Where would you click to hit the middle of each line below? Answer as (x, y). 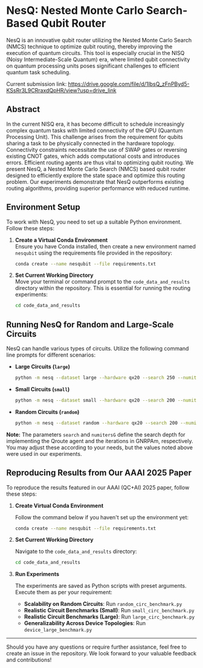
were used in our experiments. (44, 453)
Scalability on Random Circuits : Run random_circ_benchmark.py (103, 604)
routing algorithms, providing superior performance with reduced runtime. (98, 188)
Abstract (23, 109)
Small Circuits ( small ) (42, 389)
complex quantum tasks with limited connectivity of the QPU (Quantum (95, 130)
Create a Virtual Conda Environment (61, 240)
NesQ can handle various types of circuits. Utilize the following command (98, 349)
